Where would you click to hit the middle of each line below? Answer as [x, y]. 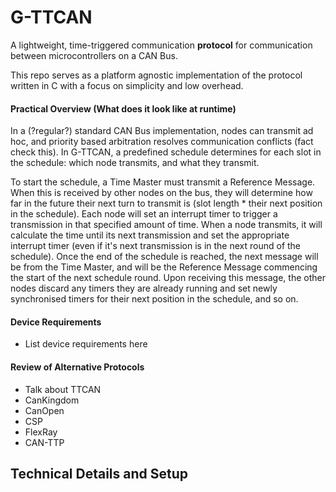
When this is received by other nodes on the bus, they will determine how [161, 193]
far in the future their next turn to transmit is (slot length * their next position [166, 203]
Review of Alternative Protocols [77, 367]
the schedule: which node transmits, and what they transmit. [135, 163]
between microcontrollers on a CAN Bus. [94, 55]
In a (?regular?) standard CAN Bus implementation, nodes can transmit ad [162, 131]
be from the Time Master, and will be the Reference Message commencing [164, 267]
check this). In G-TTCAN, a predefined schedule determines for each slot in [166, 152]
